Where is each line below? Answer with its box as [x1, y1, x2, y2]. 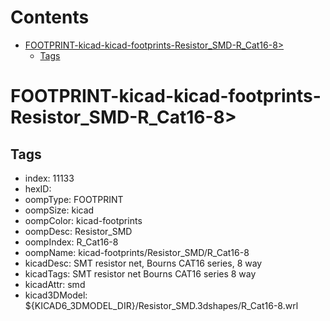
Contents [10, 6, 90, 29]
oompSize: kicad [24, 204, 95, 216]
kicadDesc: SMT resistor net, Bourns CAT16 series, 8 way [24, 257, 263, 269]
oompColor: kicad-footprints [24, 214, 143, 226]
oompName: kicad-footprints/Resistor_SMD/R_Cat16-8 [24, 246, 250, 258]
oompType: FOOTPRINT [24, 193, 124, 205]
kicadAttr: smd [24, 278, 86, 290]
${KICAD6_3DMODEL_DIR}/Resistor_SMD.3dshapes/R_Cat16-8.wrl [24, 299, 299, 311]
